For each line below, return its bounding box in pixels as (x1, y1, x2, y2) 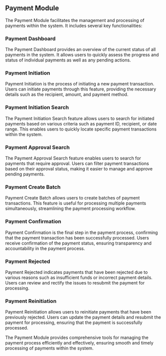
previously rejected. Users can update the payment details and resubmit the (5, 314, 161, 320)
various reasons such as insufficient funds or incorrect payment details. (5, 274, 153, 280)
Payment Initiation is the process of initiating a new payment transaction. (5, 81, 155, 87)
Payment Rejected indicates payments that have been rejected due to (5, 269, 148, 275)
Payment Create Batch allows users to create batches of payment (5, 195, 140, 201)
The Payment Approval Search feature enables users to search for (5, 155, 141, 161)
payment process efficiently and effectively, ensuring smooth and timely (5, 340, 154, 346)
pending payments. (5, 171, 45, 177)
